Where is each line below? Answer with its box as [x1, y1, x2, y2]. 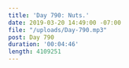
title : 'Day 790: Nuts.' [8, 11, 90, 20]
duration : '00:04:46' [8, 41, 79, 48]
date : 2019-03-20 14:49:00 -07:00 [8, 19, 122, 27]
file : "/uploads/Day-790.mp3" [8, 26, 108, 34]
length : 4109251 [8, 48, 61, 55]
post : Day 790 [8, 33, 55, 41]
